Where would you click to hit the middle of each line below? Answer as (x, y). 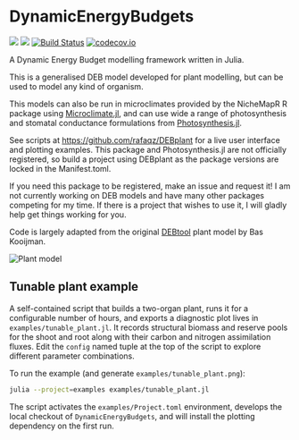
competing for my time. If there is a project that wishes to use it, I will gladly (148, 205)
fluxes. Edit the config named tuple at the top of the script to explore (135, 346)
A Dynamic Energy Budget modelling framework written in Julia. (127, 59)
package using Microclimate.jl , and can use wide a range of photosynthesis (148, 113)
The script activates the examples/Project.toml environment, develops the (146, 406)
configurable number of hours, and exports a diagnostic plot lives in (134, 317)
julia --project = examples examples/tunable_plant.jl (109, 389)
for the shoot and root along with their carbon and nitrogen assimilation (140, 336)
